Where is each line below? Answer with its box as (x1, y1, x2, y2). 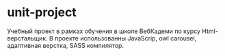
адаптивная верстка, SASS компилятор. (7, 41, 124, 49)
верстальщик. (7, 34, 48, 42)
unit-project (7, 5, 77, 20)
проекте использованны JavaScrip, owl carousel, (54, 34, 197, 42)
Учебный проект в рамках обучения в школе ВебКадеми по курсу (7, 27, 200, 35)
